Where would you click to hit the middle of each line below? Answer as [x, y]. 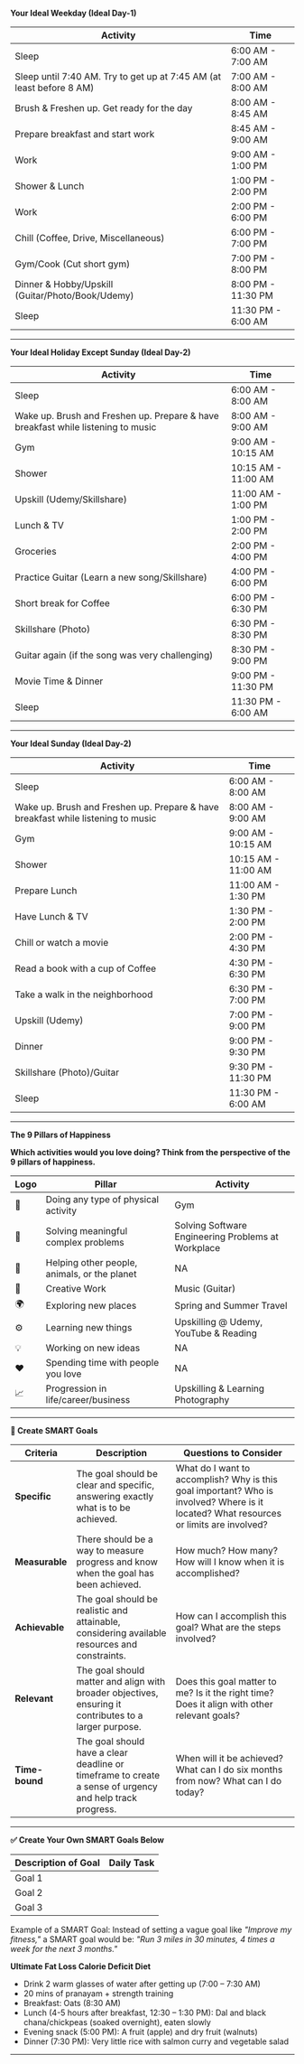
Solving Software [211, 1225]
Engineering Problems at [226, 1237]
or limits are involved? [222, 1524]
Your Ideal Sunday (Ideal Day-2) [71, 743]
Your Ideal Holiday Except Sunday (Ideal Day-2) [101, 352]
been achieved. [109, 1584]
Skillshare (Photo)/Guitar [67, 1072]
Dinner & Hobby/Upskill [64, 284]
